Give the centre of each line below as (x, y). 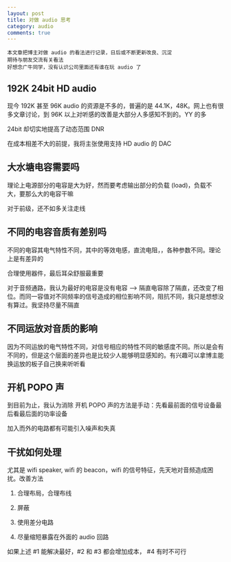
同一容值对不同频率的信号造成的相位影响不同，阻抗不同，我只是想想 (121, 296)
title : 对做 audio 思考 (39, 20)
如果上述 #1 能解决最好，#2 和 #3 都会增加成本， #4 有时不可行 (97, 552)
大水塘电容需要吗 (43, 167)
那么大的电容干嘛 (49, 194)
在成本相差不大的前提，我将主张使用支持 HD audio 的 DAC (89, 144)
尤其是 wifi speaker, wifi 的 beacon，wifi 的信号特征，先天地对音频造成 (107, 470)
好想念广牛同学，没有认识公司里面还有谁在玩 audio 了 (74, 67)
